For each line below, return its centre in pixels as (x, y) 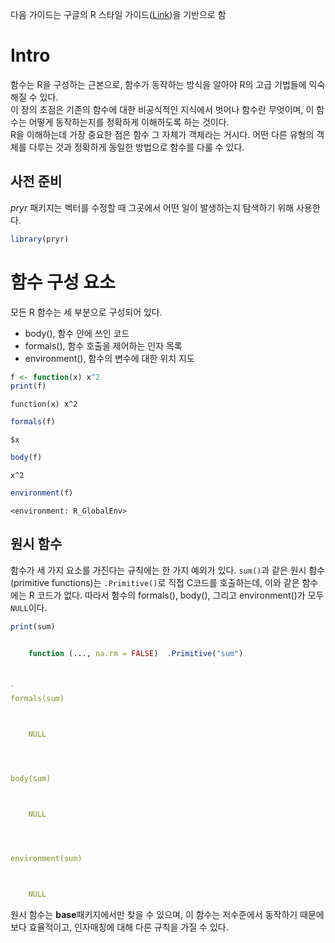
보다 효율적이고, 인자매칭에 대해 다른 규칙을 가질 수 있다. (119, 927)
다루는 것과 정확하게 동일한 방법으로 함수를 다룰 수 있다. (136, 147)
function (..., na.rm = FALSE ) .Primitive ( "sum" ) (136, 653)
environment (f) (42, 493)
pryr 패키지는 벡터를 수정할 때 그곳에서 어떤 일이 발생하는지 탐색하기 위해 (152, 207)
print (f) (28, 386)
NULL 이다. (29, 607)
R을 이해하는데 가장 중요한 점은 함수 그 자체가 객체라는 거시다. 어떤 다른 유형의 (162, 134)
